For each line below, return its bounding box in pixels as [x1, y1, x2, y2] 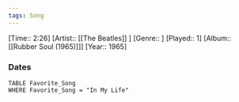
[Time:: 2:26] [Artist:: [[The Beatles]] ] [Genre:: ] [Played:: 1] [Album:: [8, 33, 232, 43]
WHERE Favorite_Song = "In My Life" [8, 86, 129, 94]
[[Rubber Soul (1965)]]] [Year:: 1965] [8, 41, 127, 51]
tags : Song [8, 11, 44, 20]
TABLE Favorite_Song [8, 79, 77, 87]
